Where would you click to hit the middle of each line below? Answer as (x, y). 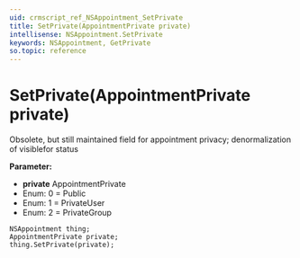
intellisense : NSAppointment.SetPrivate (86, 34)
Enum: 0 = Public (54, 193)
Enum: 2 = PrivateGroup (67, 213)
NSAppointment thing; (50, 229)
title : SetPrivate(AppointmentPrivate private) (100, 26)
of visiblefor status (44, 149)
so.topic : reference (48, 51)
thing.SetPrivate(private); (62, 245)
